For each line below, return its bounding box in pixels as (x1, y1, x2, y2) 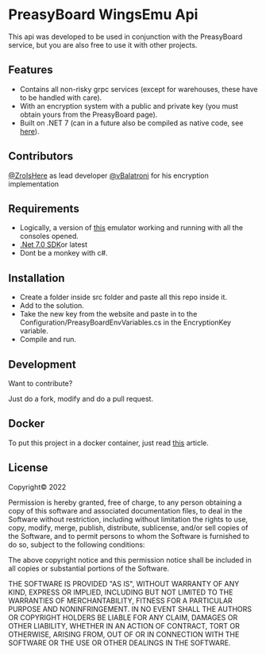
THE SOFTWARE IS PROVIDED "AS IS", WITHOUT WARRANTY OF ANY (8, 579, 240, 588)
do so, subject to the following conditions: (8, 540, 145, 549)
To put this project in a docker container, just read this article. (8, 438, 209, 448)
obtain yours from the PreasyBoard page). (19, 110, 158, 119)
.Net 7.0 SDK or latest (19, 240, 88, 249)
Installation (8, 271, 65, 285)
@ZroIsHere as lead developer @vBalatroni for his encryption (8, 171, 209, 180)
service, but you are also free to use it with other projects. (8, 40, 198, 49)
